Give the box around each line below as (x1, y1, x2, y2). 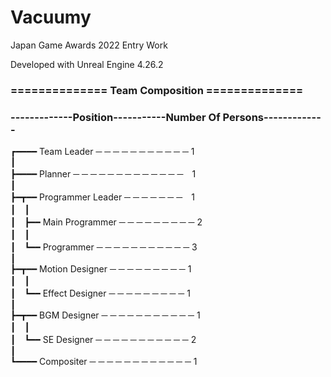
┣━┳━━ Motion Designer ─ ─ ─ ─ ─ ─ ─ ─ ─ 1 (10, 263, 192, 275)
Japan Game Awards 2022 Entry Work (10, 39, 168, 51)
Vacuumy (10, 6, 92, 29)
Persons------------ (222, 110, 322, 124)
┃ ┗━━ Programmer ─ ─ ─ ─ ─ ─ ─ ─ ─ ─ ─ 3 (10, 241, 198, 253)
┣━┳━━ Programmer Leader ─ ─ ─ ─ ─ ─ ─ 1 (10, 191, 195, 203)
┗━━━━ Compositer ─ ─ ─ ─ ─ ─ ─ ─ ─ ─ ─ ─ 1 (10, 356, 198, 368)
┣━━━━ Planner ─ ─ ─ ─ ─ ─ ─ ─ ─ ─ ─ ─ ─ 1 (10, 168, 197, 180)
